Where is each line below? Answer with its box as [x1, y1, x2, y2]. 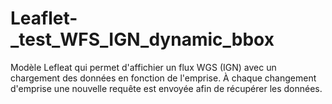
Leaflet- [10, 7, 78, 30]
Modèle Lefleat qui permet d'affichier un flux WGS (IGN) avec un [10, 61, 277, 73]
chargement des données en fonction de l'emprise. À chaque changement [10, 72, 317, 84]
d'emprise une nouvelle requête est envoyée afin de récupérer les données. [10, 82, 323, 94]
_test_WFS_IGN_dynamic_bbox [10, 28, 275, 51]
